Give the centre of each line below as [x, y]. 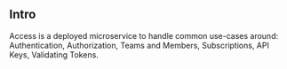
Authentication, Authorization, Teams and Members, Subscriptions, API [139, 45]
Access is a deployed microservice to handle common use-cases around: [143, 35]
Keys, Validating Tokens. [54, 54]
